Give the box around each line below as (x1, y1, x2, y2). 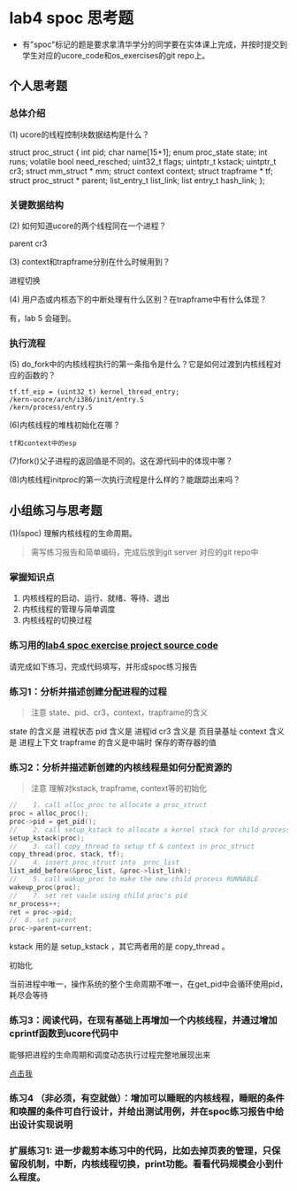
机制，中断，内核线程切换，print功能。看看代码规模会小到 (27, 1158, 275, 1171)
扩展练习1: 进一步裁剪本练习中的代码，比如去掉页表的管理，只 (9, 1145, 272, 1157)
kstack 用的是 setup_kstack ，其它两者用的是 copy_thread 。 (9, 941, 230, 952)
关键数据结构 (9, 198, 65, 211)
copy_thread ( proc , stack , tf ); (9, 850, 125, 859)
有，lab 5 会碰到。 (9, 312, 77, 323)
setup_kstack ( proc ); (9, 834, 86, 842)
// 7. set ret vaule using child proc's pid (9, 891, 188, 900)
